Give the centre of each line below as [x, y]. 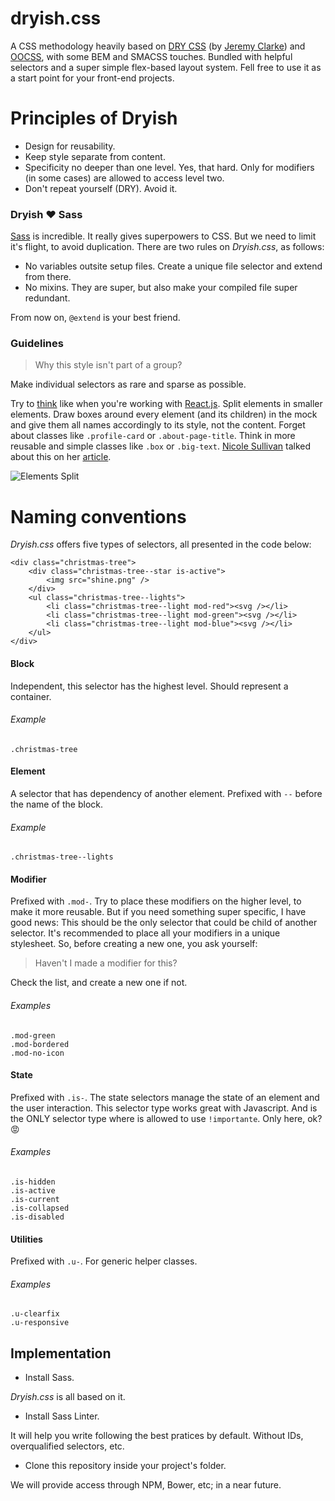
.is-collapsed [40, 1208]
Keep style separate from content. [95, 156]
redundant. [47, 298]
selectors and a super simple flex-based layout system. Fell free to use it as [166, 67]
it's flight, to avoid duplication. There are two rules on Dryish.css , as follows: [167, 247]
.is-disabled [37, 1217]
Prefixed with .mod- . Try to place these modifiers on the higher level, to [156, 901]
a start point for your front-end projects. [92, 78]
